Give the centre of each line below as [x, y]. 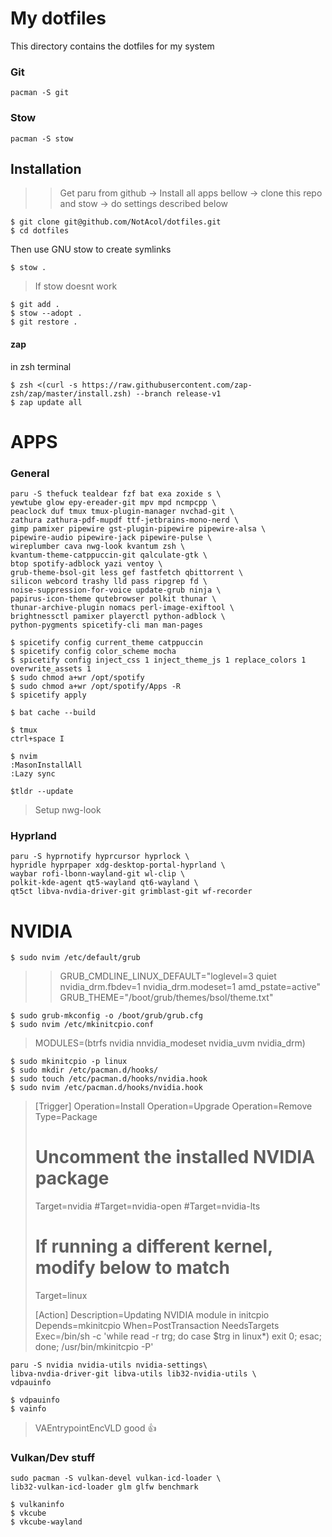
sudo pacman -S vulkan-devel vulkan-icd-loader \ [116, 1478]
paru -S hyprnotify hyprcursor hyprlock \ [100, 857]
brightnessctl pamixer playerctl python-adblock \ [118, 617]
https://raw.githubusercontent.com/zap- [167, 385]
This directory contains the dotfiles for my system [112, 46]
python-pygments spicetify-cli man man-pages [106, 625]
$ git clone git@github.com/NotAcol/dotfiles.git [116, 222]
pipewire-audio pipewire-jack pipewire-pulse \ [111, 538]
